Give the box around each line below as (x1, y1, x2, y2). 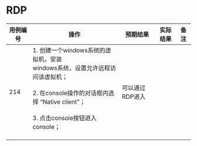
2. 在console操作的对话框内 (32, 89, 108, 97)
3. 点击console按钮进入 (32, 114, 97, 122)
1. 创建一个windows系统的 (32, 46, 106, 54)
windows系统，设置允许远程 (32, 64, 110, 72)
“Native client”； (40, 98, 86, 106)
